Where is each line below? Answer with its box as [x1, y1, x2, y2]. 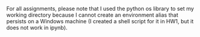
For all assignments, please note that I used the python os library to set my [6, 5, 194, 12]
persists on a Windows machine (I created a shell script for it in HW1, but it [6, 18, 194, 24]
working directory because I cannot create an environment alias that [6, 11, 179, 18]
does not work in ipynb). [6, 24, 68, 31]
